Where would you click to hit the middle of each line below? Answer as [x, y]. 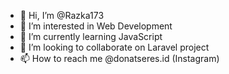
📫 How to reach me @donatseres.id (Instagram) [119, 58]
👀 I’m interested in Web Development [96, 26]
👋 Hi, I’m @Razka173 [62, 15]
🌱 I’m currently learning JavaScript [91, 36]
